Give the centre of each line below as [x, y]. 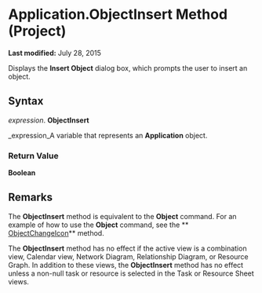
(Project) [37, 31]
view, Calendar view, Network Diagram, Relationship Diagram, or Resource [128, 256]
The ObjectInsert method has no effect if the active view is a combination [127, 248]
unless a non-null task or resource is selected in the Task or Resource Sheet [131, 273]
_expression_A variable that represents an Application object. [108, 135]
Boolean [22, 173]
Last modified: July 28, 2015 [55, 53]
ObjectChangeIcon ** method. [56, 233]
